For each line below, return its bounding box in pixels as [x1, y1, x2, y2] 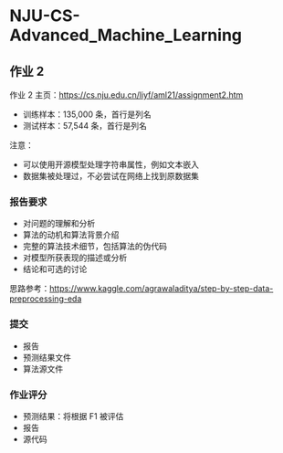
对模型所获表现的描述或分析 [22, 252, 128, 263]
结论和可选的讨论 [22, 264, 88, 275]
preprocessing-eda [9, 293, 82, 304]
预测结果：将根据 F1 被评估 [22, 410, 124, 421]
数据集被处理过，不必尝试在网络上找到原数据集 [22, 171, 199, 181]
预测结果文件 [22, 352, 71, 363]
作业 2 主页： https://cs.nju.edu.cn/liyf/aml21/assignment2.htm [9, 90, 244, 100]
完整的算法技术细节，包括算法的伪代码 [22, 241, 167, 252]
